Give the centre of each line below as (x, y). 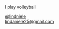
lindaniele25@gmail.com (29, 22)
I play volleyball (21, 7)
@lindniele (15, 16)
